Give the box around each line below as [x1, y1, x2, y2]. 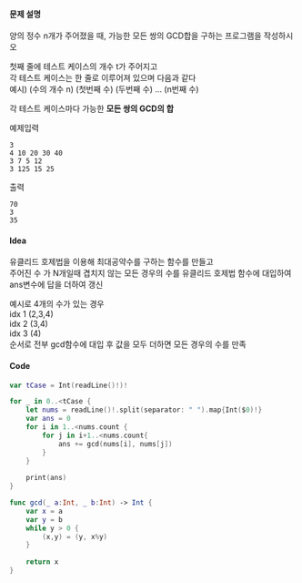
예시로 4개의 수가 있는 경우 [9, 299, 105, 310]
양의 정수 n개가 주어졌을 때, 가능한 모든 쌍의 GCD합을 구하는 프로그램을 [9, 30, 262, 41]
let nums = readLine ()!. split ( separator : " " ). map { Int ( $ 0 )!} [25, 405, 263, 414]
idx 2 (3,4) [9, 319, 48, 330]
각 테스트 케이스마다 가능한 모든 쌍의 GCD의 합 [9, 103, 175, 114]
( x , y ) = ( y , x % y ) [42, 532, 108, 541]
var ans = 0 [25, 414, 71, 424]
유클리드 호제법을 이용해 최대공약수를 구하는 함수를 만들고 [9, 256, 214, 268]
